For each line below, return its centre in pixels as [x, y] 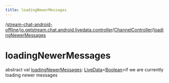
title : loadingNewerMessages [36, 10]
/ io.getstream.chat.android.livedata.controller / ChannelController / [86, 30]
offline [12, 30]
